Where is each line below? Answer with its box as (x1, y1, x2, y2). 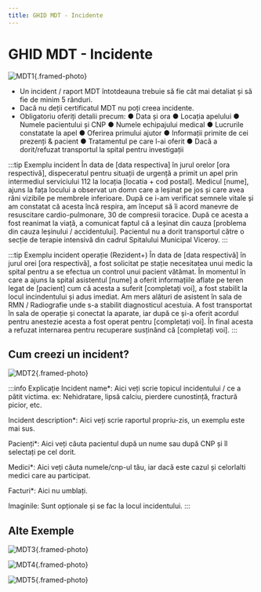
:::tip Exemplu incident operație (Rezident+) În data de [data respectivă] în (8, 250, 247, 260)
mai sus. (8, 424, 35, 434)
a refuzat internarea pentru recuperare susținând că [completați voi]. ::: (8, 325, 237, 334)
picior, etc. (8, 401, 42, 410)
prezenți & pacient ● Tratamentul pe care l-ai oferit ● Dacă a (19, 136, 218, 146)
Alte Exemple (8, 524, 74, 537)
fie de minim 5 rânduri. (19, 95, 92, 104)
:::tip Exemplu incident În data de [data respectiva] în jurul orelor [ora (8, 160, 230, 169)
